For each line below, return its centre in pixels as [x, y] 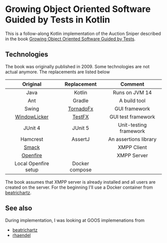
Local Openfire [32, 163]
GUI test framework [132, 117]
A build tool [132, 101]
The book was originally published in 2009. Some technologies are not [78, 66]
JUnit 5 [81, 128]
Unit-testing [132, 124]
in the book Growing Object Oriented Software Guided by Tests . [70, 39]
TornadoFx [81, 109]
